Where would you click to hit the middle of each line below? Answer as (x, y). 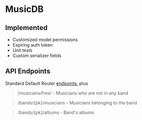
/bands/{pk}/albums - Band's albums (56, 112)
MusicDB (25, 9)
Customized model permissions (45, 39)
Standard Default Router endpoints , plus (47, 83)
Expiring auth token (32, 45)
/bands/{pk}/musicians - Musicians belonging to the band (77, 102)
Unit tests (22, 50)
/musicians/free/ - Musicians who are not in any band (73, 93)
